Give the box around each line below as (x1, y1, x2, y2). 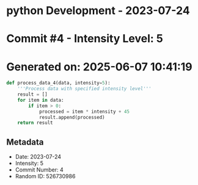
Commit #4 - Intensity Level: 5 (6, 32, 163, 46)
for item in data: (17, 97, 64, 103)
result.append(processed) (38, 114, 105, 120)
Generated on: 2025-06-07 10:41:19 (6, 59, 193, 74)
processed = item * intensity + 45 (38, 108, 130, 115)
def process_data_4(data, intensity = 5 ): (6, 80, 111, 86)
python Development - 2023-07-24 (6, 4, 191, 18)
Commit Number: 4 (15, 166, 64, 173)
